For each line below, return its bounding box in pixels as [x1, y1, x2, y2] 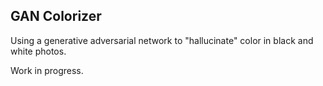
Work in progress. [10, 64, 84, 76]
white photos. [10, 45, 67, 57]
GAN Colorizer [10, 8, 102, 25]
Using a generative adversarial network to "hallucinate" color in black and [10, 34, 314, 46]
